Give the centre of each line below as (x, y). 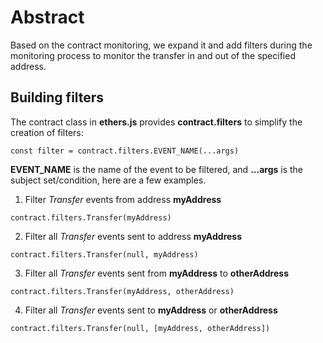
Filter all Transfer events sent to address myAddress (133, 236)
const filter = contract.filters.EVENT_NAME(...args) (125, 151)
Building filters (57, 97)
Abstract (47, 17)
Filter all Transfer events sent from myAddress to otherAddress (156, 273)
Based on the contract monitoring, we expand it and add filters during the (161, 45)
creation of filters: (47, 132)
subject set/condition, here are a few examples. (108, 180)
